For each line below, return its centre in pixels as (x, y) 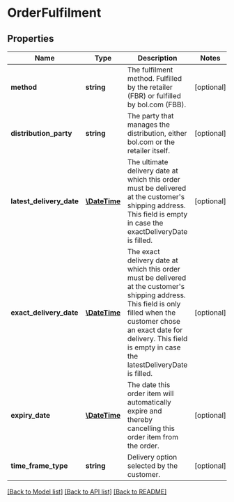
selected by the (153, 466)
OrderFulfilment (54, 13)
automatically (149, 402)
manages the (149, 125)
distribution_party (41, 133)
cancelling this (151, 428)
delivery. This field (157, 339)
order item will (150, 393)
